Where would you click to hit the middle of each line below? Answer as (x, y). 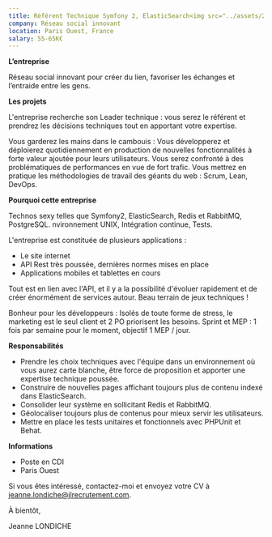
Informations (31, 446)
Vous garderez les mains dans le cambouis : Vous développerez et (119, 142)
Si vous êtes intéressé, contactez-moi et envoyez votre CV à (109, 486)
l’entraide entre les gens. (49, 86)
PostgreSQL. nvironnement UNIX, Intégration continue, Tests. (110, 224)
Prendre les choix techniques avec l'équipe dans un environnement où (138, 362)
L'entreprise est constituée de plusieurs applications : (98, 241)
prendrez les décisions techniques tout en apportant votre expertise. (123, 126)
